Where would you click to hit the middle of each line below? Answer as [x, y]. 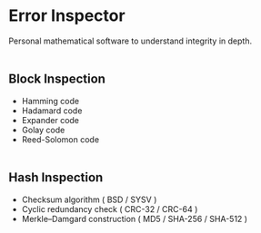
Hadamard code [52, 111]
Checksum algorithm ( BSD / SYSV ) [89, 199]
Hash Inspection [56, 178]
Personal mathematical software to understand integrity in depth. [130, 41]
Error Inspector [67, 16]
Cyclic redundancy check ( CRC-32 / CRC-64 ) [110, 209]
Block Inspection [57, 79]
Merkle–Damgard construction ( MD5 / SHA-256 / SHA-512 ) [134, 218]
